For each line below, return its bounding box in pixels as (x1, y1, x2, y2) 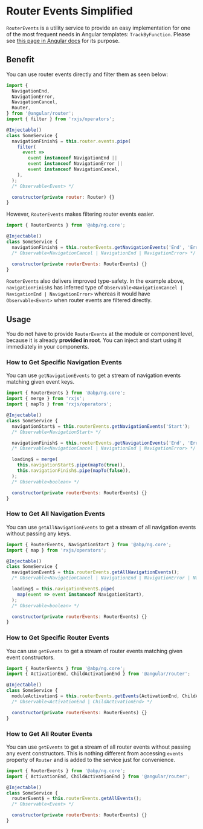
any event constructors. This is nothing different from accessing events (6, 749, 184, 756)
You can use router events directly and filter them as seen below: (6, 71, 168, 78)
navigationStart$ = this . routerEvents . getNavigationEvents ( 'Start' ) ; (11, 423, 190, 430)
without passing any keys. (6, 530, 71, 537)
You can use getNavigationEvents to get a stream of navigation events (6, 372, 181, 379)
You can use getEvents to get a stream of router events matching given (6, 647, 183, 654)
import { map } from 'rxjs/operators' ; (6, 547, 107, 553)
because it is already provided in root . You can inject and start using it (6, 337, 181, 344)
